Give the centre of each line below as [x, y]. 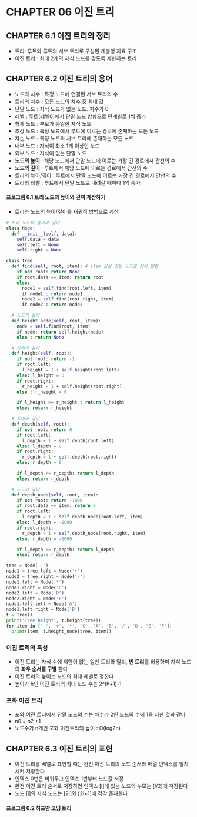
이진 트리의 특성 [27, 648]
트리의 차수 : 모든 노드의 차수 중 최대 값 [59, 102]
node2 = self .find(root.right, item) [68, 299]
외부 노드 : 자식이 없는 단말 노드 [51, 153]
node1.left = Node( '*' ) [35, 582]
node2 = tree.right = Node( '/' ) [46, 577]
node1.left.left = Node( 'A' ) [42, 604]
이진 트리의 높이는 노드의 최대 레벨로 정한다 [64, 676]
